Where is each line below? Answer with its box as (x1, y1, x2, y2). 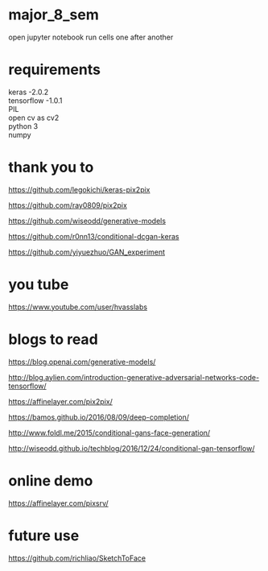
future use (8, 526, 80, 544)
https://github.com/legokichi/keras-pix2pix (8, 184, 150, 194)
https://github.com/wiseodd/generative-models (8, 216, 167, 226)
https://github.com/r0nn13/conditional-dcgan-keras (8, 231, 179, 241)
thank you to (8, 159, 94, 176)
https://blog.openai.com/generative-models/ (8, 357, 156, 366)
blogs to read (8, 330, 98, 348)
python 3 (8, 121, 39, 130)
